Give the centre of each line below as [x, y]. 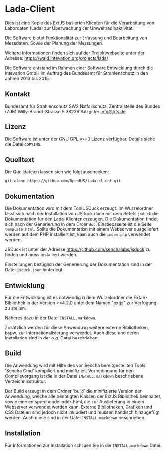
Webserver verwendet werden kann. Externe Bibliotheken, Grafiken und [79, 407]
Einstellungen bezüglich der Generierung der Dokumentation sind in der [79, 264]
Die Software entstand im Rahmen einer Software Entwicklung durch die [79, 68]
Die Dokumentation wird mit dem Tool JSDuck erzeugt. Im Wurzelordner [79, 208]
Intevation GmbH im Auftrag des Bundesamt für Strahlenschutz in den [77, 73]
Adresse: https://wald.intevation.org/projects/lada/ [57, 58]
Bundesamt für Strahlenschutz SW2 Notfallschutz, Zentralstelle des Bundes [83, 106]
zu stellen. [16, 308]
